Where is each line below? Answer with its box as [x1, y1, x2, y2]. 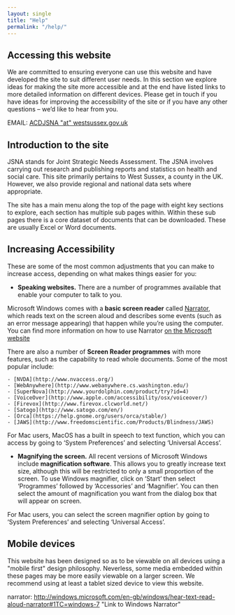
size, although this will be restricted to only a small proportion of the [17, 467, 214, 475]
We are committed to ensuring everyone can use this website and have [7, 68, 212, 76]
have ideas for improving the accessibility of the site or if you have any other [7, 97, 228, 106]
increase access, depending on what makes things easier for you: [7, 269, 197, 277]
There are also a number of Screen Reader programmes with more [7, 347, 201, 356]
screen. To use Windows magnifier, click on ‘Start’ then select [17, 474, 196, 483]
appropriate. [7, 187, 43, 195]
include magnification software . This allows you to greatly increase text [17, 459, 226, 468]
